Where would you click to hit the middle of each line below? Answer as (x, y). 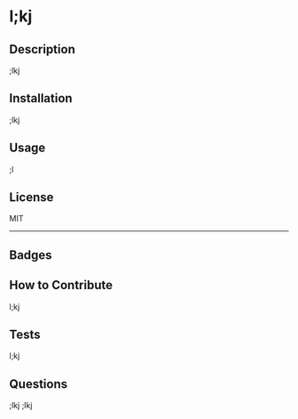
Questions (39, 384)
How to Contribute (61, 285)
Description (42, 49)
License (31, 197)
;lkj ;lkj (21, 406)
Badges (31, 255)
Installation (41, 98)
